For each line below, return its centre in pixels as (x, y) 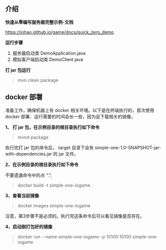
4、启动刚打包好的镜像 (29, 226)
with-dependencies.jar (29, 154)
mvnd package (33, 137)
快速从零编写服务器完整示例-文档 (39, 22)
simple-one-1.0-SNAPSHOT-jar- (128, 148)
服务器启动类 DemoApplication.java (49, 53)
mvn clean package (38, 80)
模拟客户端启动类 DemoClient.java (48, 59)
